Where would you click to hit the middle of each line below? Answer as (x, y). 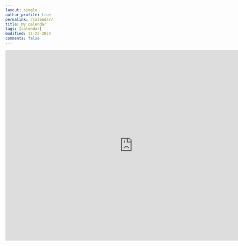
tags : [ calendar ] (24, 29)
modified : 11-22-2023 (28, 34)
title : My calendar (26, 24)
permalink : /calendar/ (29, 19)
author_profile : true (28, 15)
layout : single (21, 10)
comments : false (22, 39)
